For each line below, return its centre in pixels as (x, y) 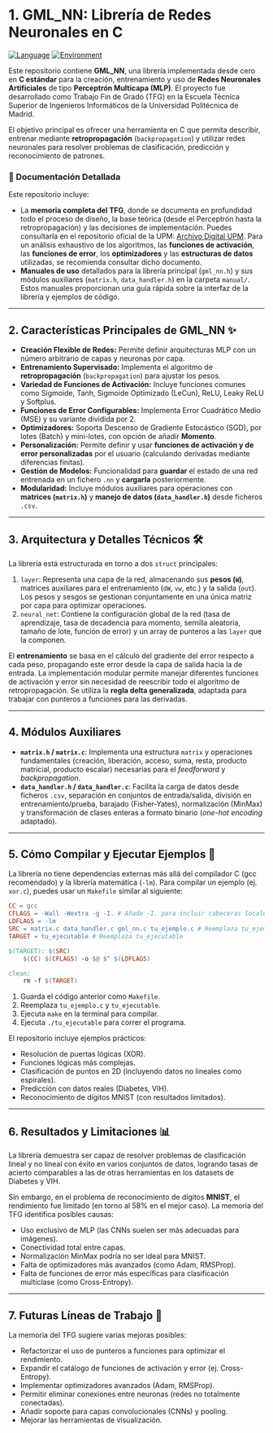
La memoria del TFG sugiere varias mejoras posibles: (97, 1334)
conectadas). (42, 1402)
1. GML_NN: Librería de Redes (110, 15)
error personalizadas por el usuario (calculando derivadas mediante (135, 454)
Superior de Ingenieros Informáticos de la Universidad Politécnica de (123, 105)
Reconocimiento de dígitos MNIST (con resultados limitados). (123, 1097)
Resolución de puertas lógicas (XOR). (83, 1054)
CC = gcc (23, 906)
